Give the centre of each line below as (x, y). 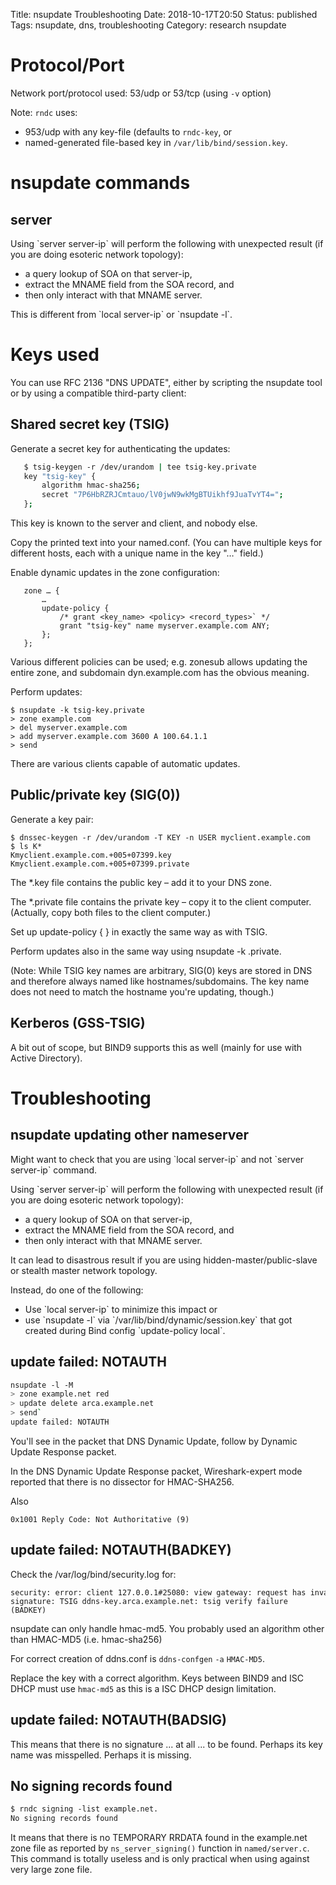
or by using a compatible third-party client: (98, 393)
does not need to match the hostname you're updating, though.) (142, 991)
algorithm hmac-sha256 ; (91, 485)
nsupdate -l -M (42, 1385)
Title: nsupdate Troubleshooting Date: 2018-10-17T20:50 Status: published (164, 14)
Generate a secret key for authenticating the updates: (120, 448)
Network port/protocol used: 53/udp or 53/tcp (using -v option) (141, 93)
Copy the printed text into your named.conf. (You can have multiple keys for (166, 543)
